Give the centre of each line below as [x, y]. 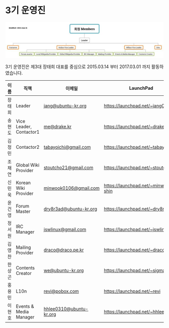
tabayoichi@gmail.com [67, 147]
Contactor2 [28, 147]
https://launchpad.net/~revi [132, 291]
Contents [25, 267]
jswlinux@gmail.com [65, 229]
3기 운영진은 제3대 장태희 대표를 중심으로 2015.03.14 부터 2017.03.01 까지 [78, 67]
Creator [24, 273]
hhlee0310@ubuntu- [66, 309]
